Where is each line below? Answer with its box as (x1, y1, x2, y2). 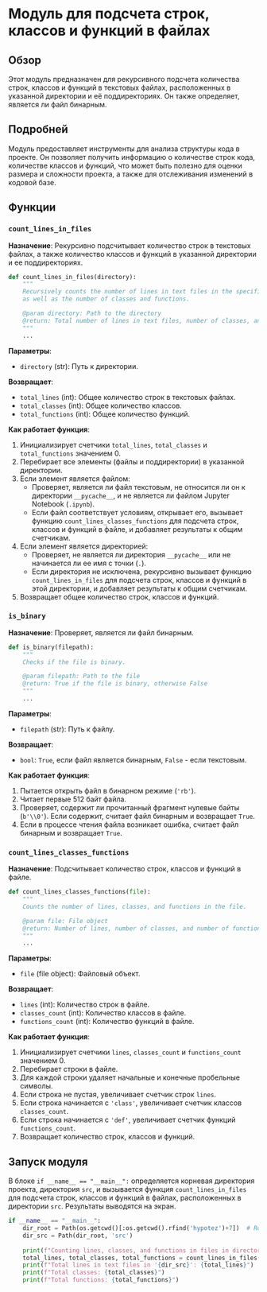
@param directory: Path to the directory (22, 309, 161, 317)
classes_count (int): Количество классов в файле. (19, 1008, 187, 1018)
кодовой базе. (8, 177, 57, 187)
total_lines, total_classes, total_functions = (22, 1254, 183, 1262)
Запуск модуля (8, 1154, 88, 1169)
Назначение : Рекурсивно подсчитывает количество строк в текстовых (8, 240, 252, 250)
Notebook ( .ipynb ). (31, 499, 95, 509)
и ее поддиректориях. (8, 258, 83, 267)
